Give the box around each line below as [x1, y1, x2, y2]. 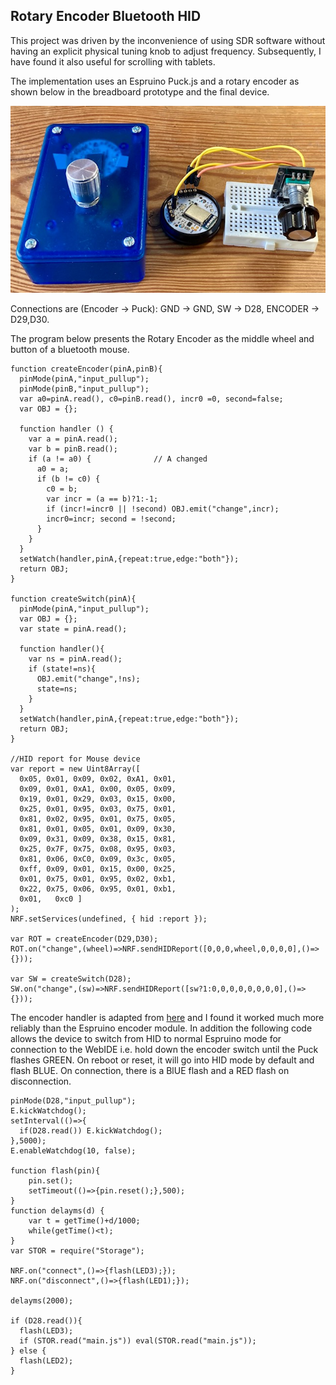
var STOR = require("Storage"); [10, 1246, 145, 1256]
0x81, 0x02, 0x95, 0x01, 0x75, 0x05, [19, 814, 177, 824]
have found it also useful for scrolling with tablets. [10, 55, 216, 68]
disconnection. [10, 1075, 72, 1088]
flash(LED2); [19, 1356, 74, 1366]
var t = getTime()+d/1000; [28, 1216, 141, 1226]
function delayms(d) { [10, 1206, 105, 1216]
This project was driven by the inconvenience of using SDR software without [10, 34, 326, 46]
